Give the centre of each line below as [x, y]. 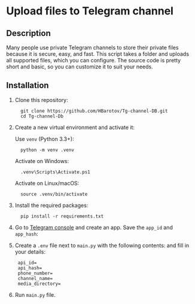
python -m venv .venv [48, 150]
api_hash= [30, 268]
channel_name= [35, 278]
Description [28, 33]
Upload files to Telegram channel [90, 11]
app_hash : [27, 234]
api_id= [27, 263]
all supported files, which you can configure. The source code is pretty [94, 60]
